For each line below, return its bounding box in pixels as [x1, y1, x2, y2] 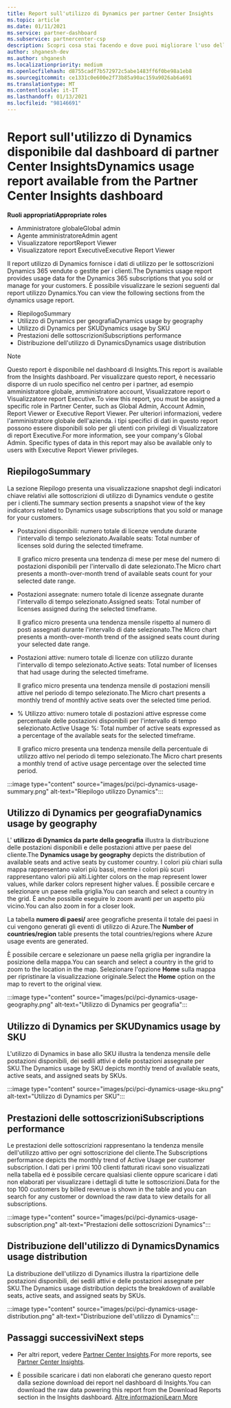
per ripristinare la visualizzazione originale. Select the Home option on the [7, 973, 215, 981]
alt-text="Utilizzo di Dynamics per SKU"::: [7, 1093, 125, 1101]
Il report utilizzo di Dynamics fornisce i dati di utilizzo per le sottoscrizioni [7, 259, 214, 267]
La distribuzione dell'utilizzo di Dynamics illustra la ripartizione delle [7, 1269, 199, 1278]
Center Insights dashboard [7, 188, 164, 204]
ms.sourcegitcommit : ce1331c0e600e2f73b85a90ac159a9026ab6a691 [7, 74, 192, 81]
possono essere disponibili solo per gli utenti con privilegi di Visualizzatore [7, 424, 219, 432]
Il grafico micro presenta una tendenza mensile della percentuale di [16, 745, 208, 753]
